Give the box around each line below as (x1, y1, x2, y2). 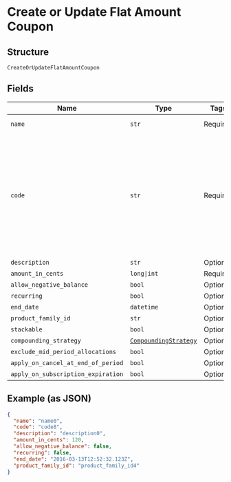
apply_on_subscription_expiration (10, 370, 124, 378)
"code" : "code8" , (13, 424, 63, 430)
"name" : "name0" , (13, 417, 63, 424)
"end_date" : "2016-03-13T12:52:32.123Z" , (13, 455, 134, 463)
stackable (10, 325, 43, 333)
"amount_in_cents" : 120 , (13, 437, 85, 443)
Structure (7, 46, 49, 58)
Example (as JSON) (7, 393, 91, 404)
